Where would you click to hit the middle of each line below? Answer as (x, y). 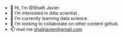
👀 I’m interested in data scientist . (45, 13)
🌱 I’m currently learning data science (49, 18)
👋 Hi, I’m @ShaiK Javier (35, 8)
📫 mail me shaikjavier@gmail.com (46, 29)
